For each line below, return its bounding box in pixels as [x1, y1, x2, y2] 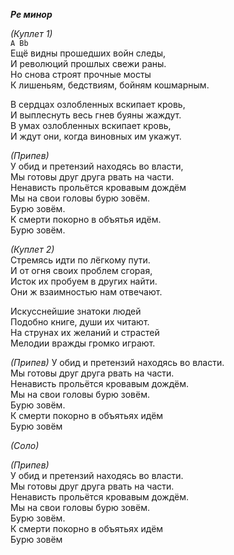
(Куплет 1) [10, 28, 53, 39]
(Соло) [10, 440, 40, 451]
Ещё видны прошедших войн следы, [10, 47, 167, 59]
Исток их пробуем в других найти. [10, 275, 158, 287]
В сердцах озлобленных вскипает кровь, [10, 99, 186, 110]
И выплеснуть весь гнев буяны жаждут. [10, 109, 182, 121]
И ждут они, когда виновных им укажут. [10, 130, 182, 142]
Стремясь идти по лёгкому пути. [10, 254, 151, 266]
